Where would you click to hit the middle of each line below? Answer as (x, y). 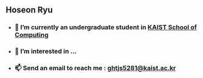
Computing (32, 35)
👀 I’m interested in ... (46, 51)
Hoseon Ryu (29, 10)
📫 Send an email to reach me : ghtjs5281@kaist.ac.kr (95, 68)
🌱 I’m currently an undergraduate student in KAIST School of (105, 27)
